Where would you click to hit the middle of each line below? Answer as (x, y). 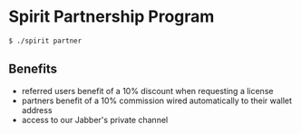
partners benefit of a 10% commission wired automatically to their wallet (156, 100)
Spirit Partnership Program (112, 17)
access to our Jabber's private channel (95, 120)
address (37, 110)
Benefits (33, 69)
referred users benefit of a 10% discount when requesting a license (147, 91)
